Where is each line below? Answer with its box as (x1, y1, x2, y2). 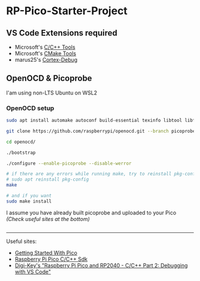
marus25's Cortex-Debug (14, 56, 78, 63)
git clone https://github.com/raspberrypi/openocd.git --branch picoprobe (6, 128, 196, 134)
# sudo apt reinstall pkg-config (6, 176, 89, 182)
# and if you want (6, 193, 52, 199)
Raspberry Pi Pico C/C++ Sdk (14, 255, 88, 263)
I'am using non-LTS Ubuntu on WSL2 (6, 89, 97, 96)
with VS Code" (14, 268, 51, 275)
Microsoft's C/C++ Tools (14, 43, 76, 50)
